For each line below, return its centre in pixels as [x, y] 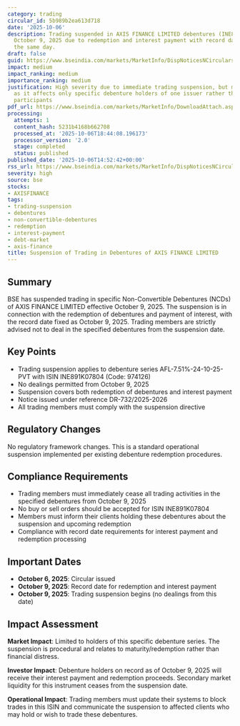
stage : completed [40, 147]
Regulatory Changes [54, 429]
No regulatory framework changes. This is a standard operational [103, 446]
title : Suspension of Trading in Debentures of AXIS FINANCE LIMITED [113, 253]
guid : [15, 61]
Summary [30, 282]
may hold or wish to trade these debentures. [72, 714]
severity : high [30, 173]
